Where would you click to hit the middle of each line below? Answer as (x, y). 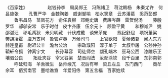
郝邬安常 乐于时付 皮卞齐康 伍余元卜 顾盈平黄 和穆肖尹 (86, 26)
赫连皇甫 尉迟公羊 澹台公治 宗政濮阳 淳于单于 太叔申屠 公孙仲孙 (83, 45)
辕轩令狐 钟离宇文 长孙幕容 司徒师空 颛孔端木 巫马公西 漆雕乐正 (83, 51)
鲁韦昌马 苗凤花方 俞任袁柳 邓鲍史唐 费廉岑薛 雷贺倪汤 (78, 20)
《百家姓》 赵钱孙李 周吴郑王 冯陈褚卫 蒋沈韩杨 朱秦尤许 (80, 7)
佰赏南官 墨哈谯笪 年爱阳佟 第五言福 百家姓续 (72, 70)
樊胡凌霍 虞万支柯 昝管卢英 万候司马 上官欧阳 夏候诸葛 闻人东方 (83, 39)
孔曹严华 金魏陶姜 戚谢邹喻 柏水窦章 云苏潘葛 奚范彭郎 (93, 14)
